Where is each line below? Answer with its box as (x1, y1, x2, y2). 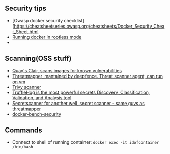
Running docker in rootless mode (12, 34, 82, 40)
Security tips (5, 4, 47, 13)
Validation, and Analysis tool (12, 94, 72, 101)
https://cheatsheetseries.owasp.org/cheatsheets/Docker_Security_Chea (14, 23, 165, 29)
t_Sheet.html (12, 28, 39, 35)
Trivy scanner (12, 84, 41, 90)
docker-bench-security (12, 111, 62, 117)
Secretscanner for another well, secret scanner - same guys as (12, 100, 145, 106)
